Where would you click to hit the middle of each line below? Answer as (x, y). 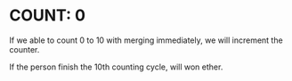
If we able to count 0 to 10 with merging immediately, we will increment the (146, 40)
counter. (24, 49)
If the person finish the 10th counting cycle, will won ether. (116, 67)
